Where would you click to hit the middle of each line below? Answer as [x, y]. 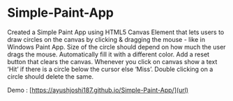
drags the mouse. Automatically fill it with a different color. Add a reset [108, 54]
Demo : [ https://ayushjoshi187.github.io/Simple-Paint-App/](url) [98, 90]
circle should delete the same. [51, 76]
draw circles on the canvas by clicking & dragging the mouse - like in [106, 39]
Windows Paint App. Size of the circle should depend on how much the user [116, 47]
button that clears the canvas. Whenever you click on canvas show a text [112, 61]
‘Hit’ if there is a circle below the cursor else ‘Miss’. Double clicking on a [110, 69]
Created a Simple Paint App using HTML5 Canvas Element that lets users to [116, 32]
